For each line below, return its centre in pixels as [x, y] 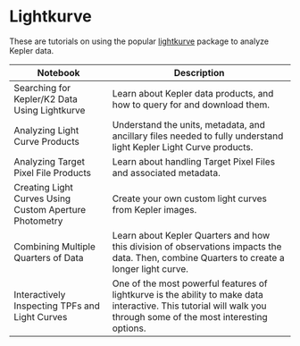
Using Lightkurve [50, 110]
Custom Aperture [50, 209]
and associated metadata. [166, 173]
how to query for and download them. [191, 105]
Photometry [38, 221]
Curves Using [42, 198]
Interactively [40, 294]
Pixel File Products [53, 173]
